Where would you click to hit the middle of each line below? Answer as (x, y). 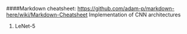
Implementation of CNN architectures (135, 15)
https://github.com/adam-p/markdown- (126, 8)
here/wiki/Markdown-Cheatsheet (47, 15)
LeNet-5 (25, 26)
